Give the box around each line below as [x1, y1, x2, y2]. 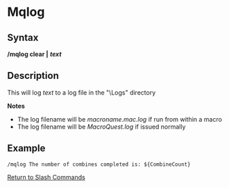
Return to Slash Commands [7, 173, 85, 181]
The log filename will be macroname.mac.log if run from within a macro [17, 115, 222, 123]
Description [7, 70, 59, 82]
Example [7, 142, 46, 154]
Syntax [7, 32, 39, 44]
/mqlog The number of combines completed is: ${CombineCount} [7, 160, 191, 168]
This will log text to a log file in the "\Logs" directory [7, 88, 156, 97]
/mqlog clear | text [7, 50, 62, 58]
